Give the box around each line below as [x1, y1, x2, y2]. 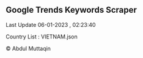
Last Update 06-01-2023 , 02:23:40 [5, 21, 96, 28]
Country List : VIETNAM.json [5, 33, 78, 40]
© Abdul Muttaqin [5, 45, 51, 52]
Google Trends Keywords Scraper [5, 5, 137, 15]
